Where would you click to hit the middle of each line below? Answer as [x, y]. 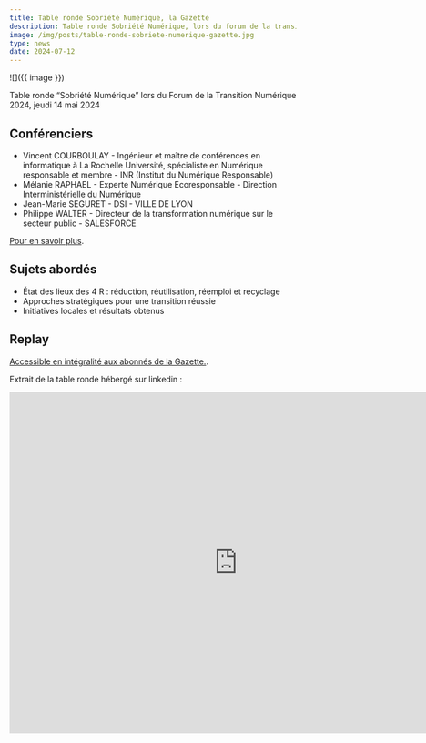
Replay [30, 339]
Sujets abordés [53, 270]
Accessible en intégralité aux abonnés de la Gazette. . [109, 361]
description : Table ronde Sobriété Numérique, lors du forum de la [140, 26]
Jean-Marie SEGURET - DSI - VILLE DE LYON [108, 204]
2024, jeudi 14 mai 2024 [55, 105]
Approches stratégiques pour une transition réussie [119, 300]
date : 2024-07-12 [42, 52]
